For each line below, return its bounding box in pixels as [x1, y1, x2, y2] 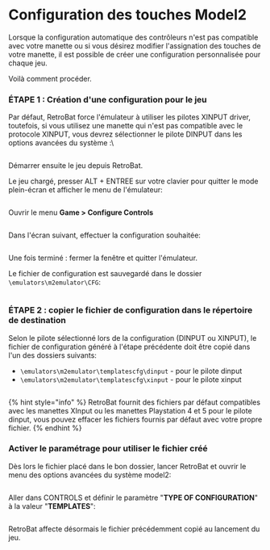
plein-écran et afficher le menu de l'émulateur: [8, 185, 163, 195]
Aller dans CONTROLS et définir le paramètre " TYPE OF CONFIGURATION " [8, 493, 258, 502]
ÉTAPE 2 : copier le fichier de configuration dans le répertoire [8, 304, 253, 316]
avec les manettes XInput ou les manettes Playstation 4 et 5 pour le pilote [8, 405, 252, 415]
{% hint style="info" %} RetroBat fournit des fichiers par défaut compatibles [8, 397, 260, 407]
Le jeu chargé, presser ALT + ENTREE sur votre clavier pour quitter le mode [8, 176, 260, 187]
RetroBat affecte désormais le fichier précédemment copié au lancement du [8, 523, 260, 534]
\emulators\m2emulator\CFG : [8, 277, 102, 288]
